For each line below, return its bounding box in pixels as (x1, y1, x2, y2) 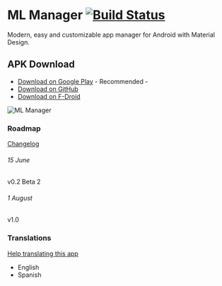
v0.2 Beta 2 (7, 177, 41, 186)
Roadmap (7, 124, 41, 133)
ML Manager (7, 7, 83, 23)
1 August (7, 193, 33, 202)
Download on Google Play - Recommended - (17, 77, 148, 85)
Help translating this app (7, 249, 79, 258)
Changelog (7, 140, 40, 148)
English (17, 263, 40, 271)
